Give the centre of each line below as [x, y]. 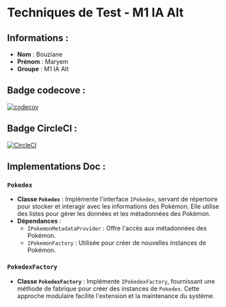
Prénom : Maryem [42, 62]
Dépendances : [39, 221]
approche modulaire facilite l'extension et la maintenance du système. [116, 295]
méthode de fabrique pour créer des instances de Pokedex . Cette [108, 288]
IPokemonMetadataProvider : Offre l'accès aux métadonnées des [117, 228]
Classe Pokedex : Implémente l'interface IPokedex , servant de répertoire [117, 199]
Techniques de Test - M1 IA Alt [95, 13]
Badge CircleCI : [42, 128]
